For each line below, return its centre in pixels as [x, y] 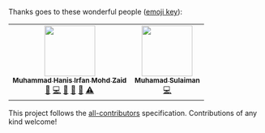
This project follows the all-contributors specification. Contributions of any [133, 113]
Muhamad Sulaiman [167, 80]
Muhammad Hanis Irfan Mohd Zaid [70, 80]
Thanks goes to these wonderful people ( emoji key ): [96, 12]
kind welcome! [33, 122]
